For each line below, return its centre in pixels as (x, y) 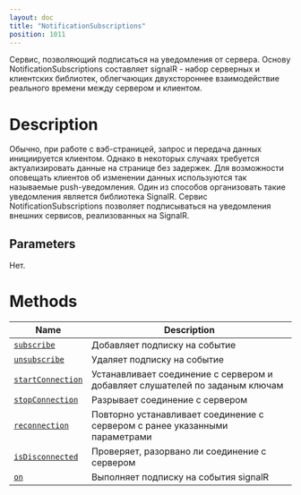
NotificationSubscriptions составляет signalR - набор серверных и (135, 69)
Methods (43, 302)
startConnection (48, 380)
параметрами (121, 437)
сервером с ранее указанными (159, 426)
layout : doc (31, 17)
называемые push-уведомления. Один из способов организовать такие (148, 187)
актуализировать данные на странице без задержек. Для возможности (147, 168)
